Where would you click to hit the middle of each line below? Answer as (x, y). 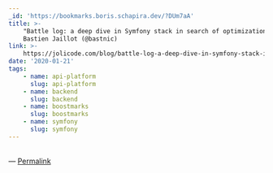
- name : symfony (51, 122)
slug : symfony (54, 129)
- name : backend (51, 91)
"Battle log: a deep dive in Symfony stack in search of (121, 31)
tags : (17, 69)
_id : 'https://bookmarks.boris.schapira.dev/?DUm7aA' (102, 16)
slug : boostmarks (59, 115)
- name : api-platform (59, 76)
